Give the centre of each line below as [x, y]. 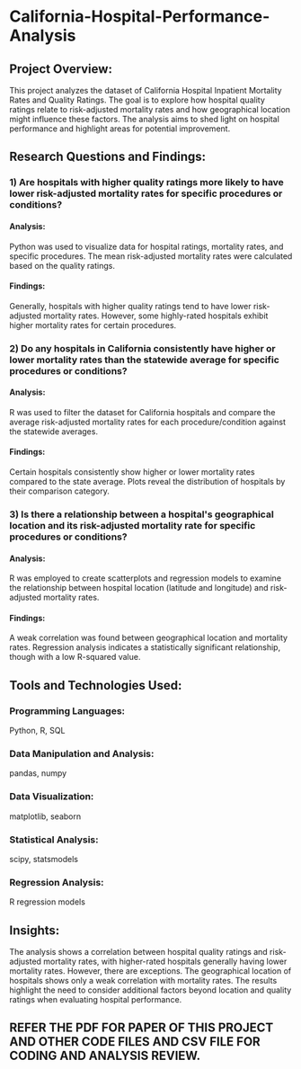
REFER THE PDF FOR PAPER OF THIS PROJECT [142, 1028]
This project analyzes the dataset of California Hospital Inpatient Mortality [146, 90]
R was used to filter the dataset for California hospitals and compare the [142, 412]
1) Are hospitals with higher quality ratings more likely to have [147, 183]
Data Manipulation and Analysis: [82, 753]
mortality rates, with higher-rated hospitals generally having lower [165, 962]
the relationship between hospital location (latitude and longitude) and [139, 588]
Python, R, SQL [37, 731]
